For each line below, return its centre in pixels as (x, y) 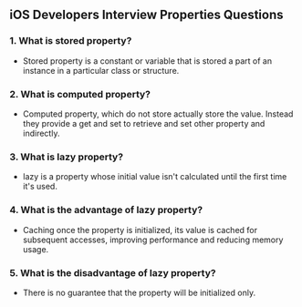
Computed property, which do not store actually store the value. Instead (158, 114)
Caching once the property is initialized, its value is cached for (140, 230)
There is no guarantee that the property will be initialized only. (139, 292)
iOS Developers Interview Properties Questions (147, 15)
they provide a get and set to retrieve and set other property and (144, 123)
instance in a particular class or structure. (101, 70)
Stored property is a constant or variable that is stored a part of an (147, 61)
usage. (36, 249)
